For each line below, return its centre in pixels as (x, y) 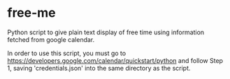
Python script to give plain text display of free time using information (106, 32)
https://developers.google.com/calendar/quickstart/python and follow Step (115, 60)
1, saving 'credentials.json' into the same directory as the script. (99, 68)
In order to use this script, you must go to (67, 53)
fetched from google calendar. (51, 39)
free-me (31, 13)
